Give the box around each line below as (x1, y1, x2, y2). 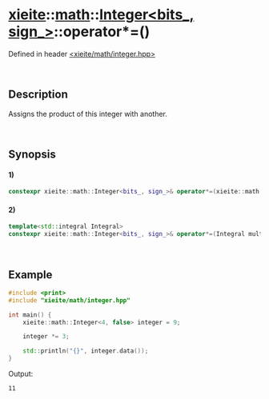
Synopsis (8, 148, 56, 162)
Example (8, 268, 53, 281)
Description (8, 88, 68, 102)
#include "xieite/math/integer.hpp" (8, 296, 130, 305)
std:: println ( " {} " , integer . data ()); (22, 347, 149, 355)
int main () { (8, 310, 52, 319)
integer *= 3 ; (22, 333, 70, 341)
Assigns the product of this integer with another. (8, 109, 168, 118)
